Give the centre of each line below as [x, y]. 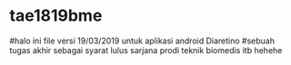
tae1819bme [56, 16]
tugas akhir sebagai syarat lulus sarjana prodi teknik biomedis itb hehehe [146, 50]
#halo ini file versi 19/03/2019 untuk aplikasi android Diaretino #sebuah [142, 41]
